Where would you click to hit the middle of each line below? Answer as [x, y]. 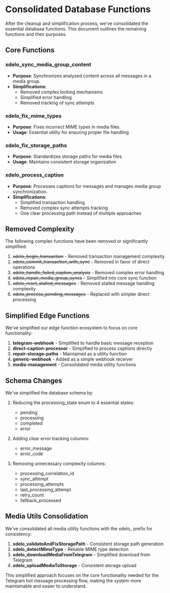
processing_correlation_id [47, 473]
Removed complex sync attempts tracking [64, 208]
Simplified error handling [46, 97]
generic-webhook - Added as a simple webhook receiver [73, 359]
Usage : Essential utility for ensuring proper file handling [71, 132]
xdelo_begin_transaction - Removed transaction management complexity [89, 256]
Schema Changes [34, 381]
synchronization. [30, 191]
